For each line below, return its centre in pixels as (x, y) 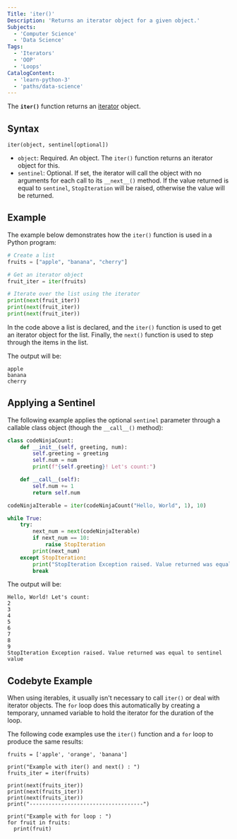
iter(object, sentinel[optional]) (58, 145)
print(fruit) (33, 829)
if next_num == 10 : (61, 538)
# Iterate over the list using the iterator (74, 294)
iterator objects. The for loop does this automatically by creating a (104, 705)
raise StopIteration (75, 545)
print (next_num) (56, 551)
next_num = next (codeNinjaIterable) (86, 531)
